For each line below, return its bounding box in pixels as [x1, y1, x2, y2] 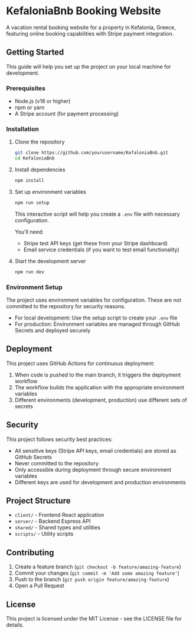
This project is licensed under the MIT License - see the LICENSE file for [6, 615, 182, 622]
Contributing [6, 547, 54, 558]
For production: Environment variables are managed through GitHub [14, 321, 180, 328]
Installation [6, 124, 40, 133]
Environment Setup [6, 283, 63, 291]
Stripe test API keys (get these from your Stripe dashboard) [23, 239, 168, 247]
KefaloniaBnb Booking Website [6, 4, 161, 18]
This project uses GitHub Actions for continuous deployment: [6, 360, 155, 367]
